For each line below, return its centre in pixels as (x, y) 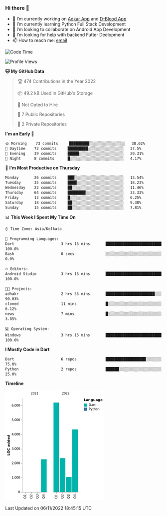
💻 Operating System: (27, 329)
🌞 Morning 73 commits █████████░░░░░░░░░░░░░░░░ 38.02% (75, 144)
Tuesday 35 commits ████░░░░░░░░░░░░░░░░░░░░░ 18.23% (74, 183)
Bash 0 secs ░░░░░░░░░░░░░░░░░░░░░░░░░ (83, 254)
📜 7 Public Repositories (41, 114)
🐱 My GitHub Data (25, 71)
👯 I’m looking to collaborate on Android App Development (71, 29)
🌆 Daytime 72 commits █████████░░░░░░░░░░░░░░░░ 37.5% (73, 149)
